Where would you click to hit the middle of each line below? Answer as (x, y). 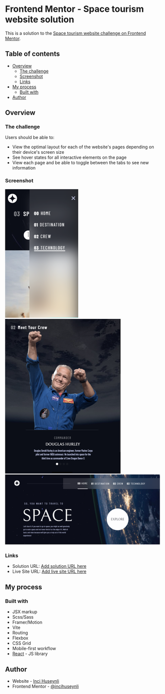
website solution (40, 19)
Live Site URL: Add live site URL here (49, 572)
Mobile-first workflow (34, 649)
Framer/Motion (27, 623)
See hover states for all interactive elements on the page (69, 157)
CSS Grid (21, 643)
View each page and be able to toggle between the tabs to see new (80, 163)
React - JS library (30, 654)
